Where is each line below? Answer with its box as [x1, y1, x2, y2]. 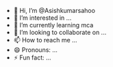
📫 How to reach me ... [13, 36, 77, 44]
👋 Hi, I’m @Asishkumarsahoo [13, 7, 96, 14]
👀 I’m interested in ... [13, 14, 72, 22]
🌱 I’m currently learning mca [13, 21, 94, 29]
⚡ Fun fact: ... [13, 53, 51, 62]
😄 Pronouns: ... [13, 46, 58, 54]
